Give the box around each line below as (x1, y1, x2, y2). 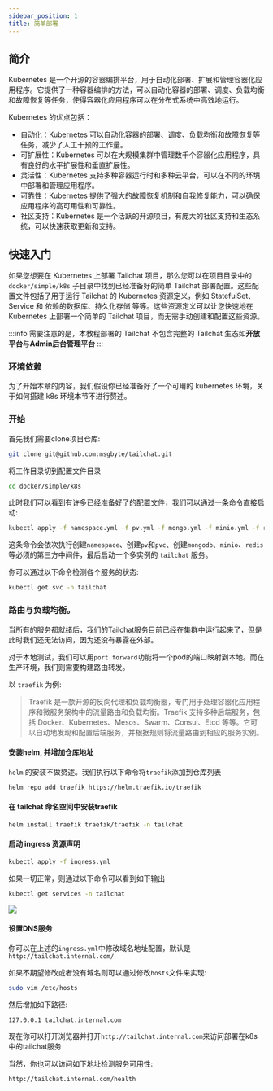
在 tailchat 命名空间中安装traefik (8, 802, 118, 812)
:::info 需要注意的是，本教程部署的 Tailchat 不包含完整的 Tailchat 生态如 (8, 329, 246, 339)
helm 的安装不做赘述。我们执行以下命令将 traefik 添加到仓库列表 (8, 767, 222, 777)
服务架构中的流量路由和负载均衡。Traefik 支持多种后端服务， (50, 707, 253, 716)
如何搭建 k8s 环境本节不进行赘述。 (15, 392, 132, 401)
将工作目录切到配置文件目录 (8, 466, 102, 475)
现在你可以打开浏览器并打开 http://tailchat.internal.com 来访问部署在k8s (8, 1031, 258, 1041)
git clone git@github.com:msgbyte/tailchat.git (8, 449, 173, 458)
